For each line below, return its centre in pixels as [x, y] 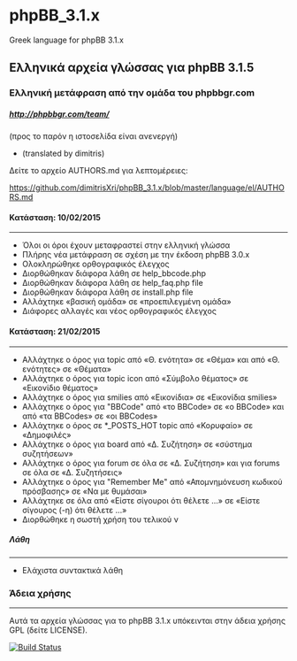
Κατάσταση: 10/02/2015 [55, 217]
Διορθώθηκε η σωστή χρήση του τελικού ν [100, 519]
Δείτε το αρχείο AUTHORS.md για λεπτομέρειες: [99, 171]
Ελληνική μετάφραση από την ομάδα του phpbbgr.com [132, 93]
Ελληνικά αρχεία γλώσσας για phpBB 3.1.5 [132, 68]
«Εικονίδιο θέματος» [60, 388]
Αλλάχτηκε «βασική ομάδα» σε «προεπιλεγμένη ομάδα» [126, 302]
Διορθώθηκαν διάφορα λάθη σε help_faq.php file [112, 283]
